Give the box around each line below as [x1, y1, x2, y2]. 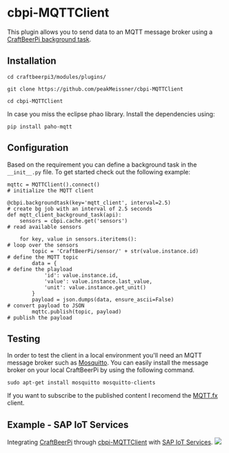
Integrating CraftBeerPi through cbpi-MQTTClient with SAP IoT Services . [7, 438, 213, 447]
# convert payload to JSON [7, 302, 85, 309]
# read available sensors [7, 223, 81, 230]
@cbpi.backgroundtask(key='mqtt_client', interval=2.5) [7, 199, 171, 206]
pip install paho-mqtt [7, 123, 72, 130]
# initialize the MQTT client [7, 187, 94, 194]
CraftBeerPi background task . [7, 35, 92, 43]
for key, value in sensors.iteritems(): [19, 235, 137, 243]
